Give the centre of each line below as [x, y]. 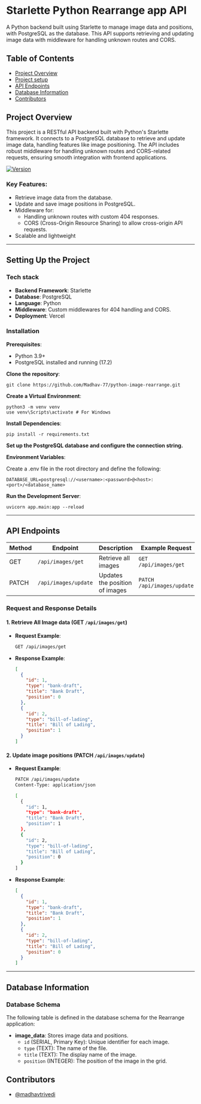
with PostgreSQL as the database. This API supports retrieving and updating [100, 33]
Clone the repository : [33, 374]
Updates [110, 575]
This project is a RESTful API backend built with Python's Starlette [87, 132]
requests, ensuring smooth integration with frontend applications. [87, 157]
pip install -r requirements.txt [48, 434]
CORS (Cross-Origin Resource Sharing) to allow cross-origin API [103, 223]
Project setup [31, 79]
